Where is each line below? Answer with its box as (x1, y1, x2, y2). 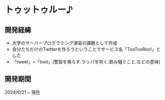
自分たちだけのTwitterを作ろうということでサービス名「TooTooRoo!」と (12, 46, 161, 52)
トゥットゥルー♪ (5, 4, 73, 16)
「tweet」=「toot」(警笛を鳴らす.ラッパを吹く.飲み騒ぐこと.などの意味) (12, 59, 160, 65)
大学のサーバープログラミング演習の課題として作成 (12, 40, 117, 46)
